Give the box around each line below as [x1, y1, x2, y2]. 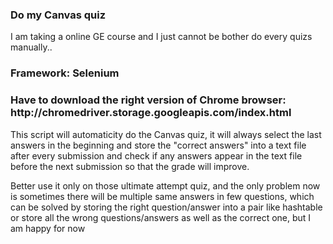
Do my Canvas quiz [10, 8, 107, 22]
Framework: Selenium [10, 66, 120, 80]
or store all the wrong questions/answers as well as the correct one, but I [10, 211, 312, 223]
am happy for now [10, 222, 86, 234]
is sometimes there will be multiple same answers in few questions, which [10, 190, 315, 202]
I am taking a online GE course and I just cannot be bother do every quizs [10, 31, 313, 43]
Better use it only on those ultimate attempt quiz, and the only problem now [10, 179, 321, 192]
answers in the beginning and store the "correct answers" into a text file [10, 139, 307, 151]
